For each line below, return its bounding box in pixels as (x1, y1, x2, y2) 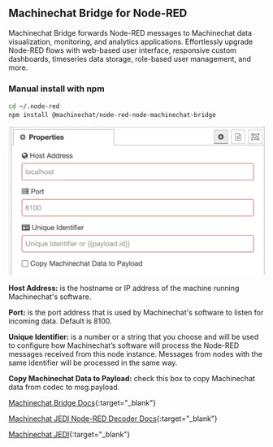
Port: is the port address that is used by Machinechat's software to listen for (8, 307, 264, 317)
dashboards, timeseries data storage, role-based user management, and (8, 54, 252, 63)
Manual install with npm (8, 83, 105, 94)
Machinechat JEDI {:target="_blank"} (8, 429, 131, 439)
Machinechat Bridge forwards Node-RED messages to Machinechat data (8, 28, 252, 37)
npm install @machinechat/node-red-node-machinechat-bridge (8, 111, 217, 119)
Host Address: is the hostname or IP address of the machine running (8, 283, 240, 293)
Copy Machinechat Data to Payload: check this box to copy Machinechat (8, 373, 256, 383)
